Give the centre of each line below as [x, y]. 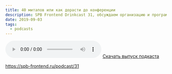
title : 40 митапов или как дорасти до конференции [60, 10]
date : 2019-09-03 [24, 19]
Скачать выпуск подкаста [131, 56]
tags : [11, 24]
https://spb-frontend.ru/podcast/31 [42, 66]
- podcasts [21, 29]
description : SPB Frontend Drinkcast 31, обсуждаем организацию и [78, 15]
